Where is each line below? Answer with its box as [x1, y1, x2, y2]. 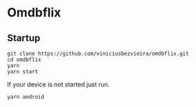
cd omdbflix [7, 56, 41, 63]
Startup [7, 32, 41, 44]
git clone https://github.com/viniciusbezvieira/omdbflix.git [7, 50, 189, 57]
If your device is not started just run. [7, 80, 110, 88]
